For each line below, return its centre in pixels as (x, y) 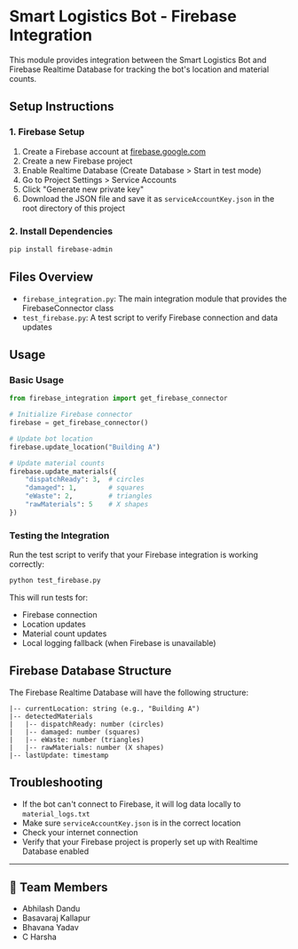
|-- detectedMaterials (51, 716)
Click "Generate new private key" (83, 189)
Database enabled (55, 851)
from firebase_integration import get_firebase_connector (118, 399)
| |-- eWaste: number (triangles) (77, 739)
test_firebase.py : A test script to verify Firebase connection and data (150, 317)
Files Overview (51, 277)
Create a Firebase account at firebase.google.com (114, 151)
